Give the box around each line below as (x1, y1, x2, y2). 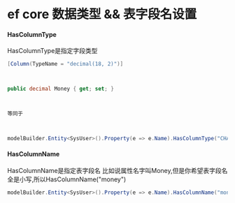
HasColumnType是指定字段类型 (7, 47, 98, 55)
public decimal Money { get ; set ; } (7, 85, 114, 93)
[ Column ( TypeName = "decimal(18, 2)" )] (7, 61, 124, 68)
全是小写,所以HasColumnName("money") (7, 175, 127, 183)
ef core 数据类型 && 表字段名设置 (7, 6, 197, 22)
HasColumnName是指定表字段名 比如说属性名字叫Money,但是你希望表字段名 (7, 167, 228, 175)
